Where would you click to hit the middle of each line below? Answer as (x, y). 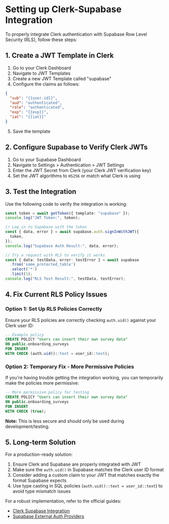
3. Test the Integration (41, 192)
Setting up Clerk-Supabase (64, 9)
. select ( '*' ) (24, 269)
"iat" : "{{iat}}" (28, 117)
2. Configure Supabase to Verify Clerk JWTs (77, 148)
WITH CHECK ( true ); (26, 411)
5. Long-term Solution (40, 442)
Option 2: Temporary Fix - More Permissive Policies (70, 367)
